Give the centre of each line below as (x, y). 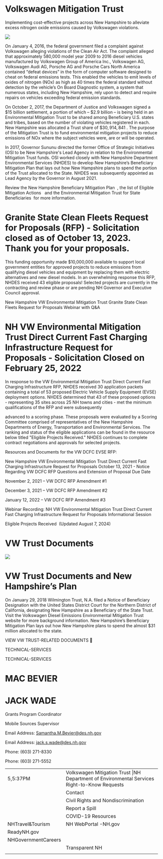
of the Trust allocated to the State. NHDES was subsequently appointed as (79, 173)
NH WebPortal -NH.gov (93, 824)
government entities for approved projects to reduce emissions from (73, 267)
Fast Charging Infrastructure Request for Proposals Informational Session (78, 514)
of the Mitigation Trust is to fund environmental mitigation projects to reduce (81, 132)
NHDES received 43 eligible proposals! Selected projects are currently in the (81, 282)
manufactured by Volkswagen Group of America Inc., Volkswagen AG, (75, 61)
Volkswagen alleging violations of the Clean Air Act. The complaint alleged (79, 51)
